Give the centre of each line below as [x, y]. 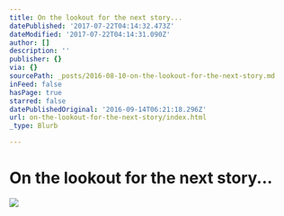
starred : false [38, 101]
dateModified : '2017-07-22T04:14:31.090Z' [90, 34]
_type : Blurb [34, 126]
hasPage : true [36, 92]
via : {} [24, 68]
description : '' [40, 51]
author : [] [30, 43]
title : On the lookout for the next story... [96, 17]
